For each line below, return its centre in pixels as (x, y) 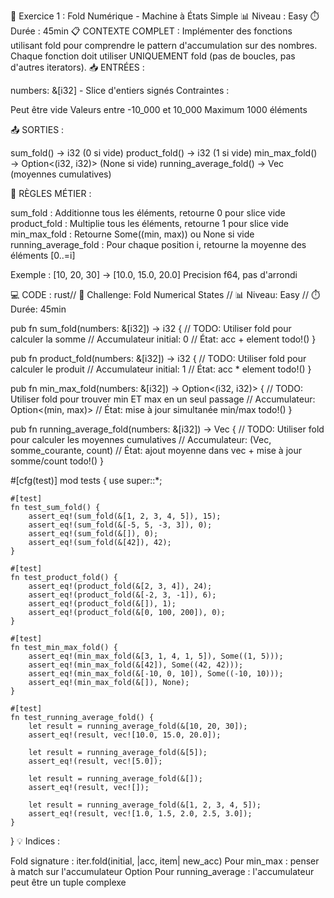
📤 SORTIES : (37, 129)
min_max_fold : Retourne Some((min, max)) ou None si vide (132, 234)
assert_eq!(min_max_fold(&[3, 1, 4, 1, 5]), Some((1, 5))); (156, 656)
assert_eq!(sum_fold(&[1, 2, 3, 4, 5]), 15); (125, 516)
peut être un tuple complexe (68, 882)
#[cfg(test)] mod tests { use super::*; (86, 480)
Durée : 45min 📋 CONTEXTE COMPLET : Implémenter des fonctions (151, 31)
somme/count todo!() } (57, 461)
